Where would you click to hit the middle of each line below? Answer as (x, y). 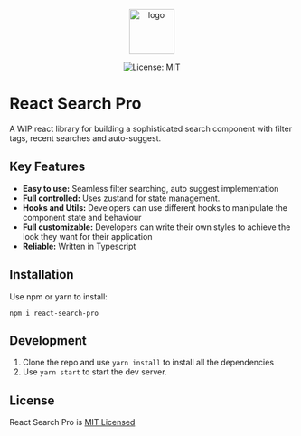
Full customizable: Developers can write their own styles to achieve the (156, 227)
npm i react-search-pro (54, 313)
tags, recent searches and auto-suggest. (85, 138)
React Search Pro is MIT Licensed (72, 422)
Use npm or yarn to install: (59, 296)
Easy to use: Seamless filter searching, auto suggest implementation (150, 188)
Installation (42, 275)
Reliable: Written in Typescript (79, 246)
